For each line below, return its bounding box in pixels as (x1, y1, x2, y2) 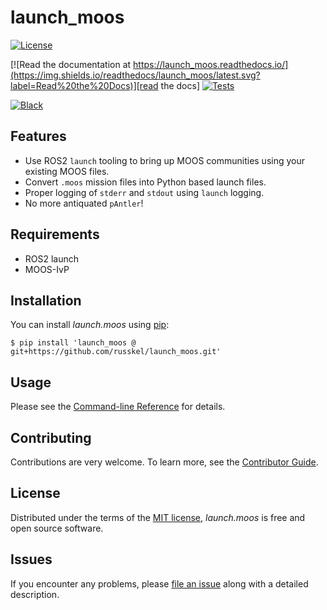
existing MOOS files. (24, 165, 110, 177)
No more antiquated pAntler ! (24, 197, 144, 209)
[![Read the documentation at (10, 58, 132, 70)
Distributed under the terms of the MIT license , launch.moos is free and (10, 511, 306, 523)
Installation (10, 292, 82, 309)
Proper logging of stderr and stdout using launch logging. (24, 186, 265, 198)
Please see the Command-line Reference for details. (10, 401, 226, 413)
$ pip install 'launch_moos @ (10, 338, 137, 348)
